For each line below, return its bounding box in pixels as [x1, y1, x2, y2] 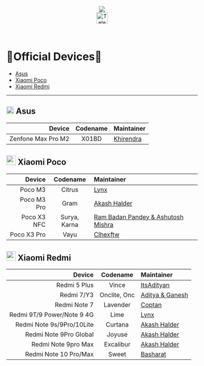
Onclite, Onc [99, 291, 135, 299]
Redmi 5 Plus [56, 281, 94, 289]
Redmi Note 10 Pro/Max [25, 350, 94, 359]
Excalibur [104, 340, 131, 349]
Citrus [61, 185, 79, 194]
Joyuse [106, 330, 128, 339]
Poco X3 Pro [10, 230, 46, 238]
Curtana [105, 320, 129, 329]
